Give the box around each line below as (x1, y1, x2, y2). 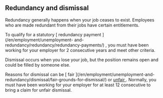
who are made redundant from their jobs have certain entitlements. (5, 22, 140, 28)
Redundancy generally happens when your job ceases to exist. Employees (5, 17, 155, 23)
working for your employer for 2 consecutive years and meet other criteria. (5, 47, 156, 53)
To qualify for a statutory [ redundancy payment (5, 31, 102, 37)
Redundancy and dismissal (5, 4, 89, 12)
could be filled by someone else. (5, 62, 71, 68)
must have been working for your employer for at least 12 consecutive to (5, 82, 151, 88)
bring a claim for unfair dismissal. (5, 87, 72, 93)
